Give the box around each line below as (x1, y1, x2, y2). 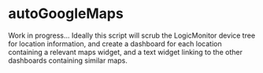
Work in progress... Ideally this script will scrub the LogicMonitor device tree (8, 31, 256, 40)
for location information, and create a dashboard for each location (8, 38, 222, 48)
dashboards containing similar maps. (8, 56, 128, 65)
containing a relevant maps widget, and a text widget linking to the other (8, 47, 243, 57)
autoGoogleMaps (8, 5, 124, 23)
